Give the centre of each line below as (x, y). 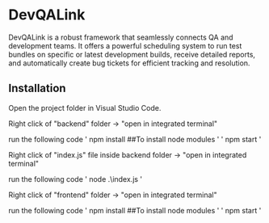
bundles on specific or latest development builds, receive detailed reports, (132, 54)
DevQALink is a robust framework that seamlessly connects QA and (121, 37)
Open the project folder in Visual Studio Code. (85, 107)
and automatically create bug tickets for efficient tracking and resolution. (129, 63)
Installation (37, 88)
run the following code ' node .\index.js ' (76, 179)
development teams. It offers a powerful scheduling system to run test (125, 45)
